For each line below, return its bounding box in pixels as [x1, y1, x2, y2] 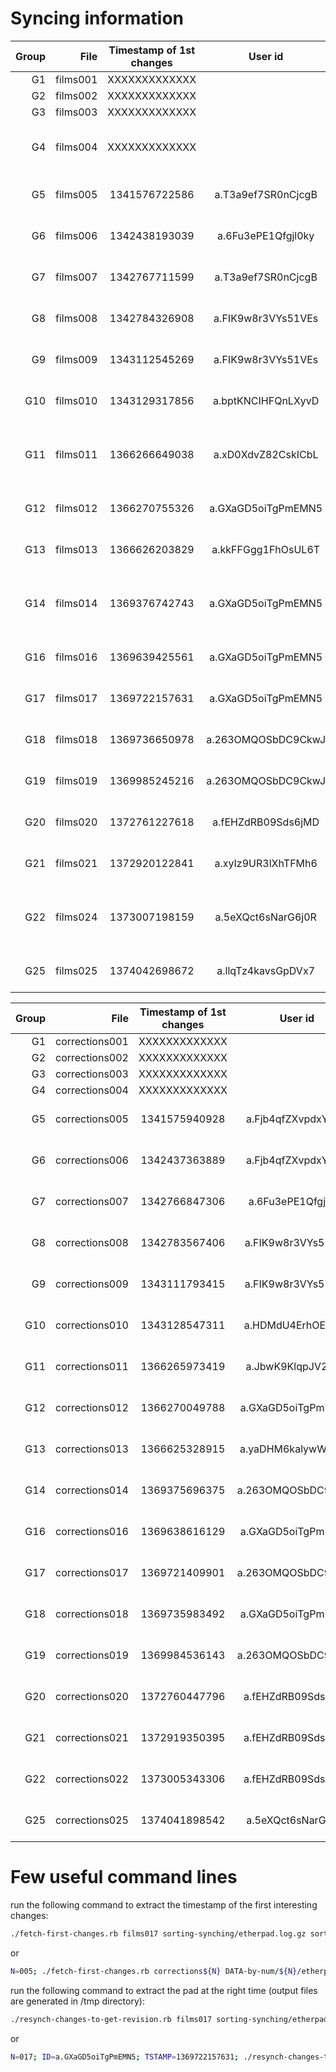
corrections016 [55, 1524, 129, 1538]
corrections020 [55, 1689, 129, 1703]
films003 [55, 105, 98, 119]
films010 [55, 393, 98, 407]
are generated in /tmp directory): [10, 1995, 145, 2007]
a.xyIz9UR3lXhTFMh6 [214, 856, 318, 870]
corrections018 [55, 1607, 129, 1621]
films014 [55, 596, 98, 610]
